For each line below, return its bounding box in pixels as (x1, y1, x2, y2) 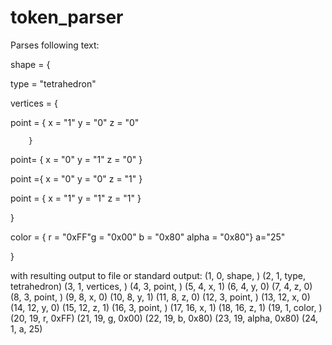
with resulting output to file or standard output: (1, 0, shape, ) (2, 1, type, (10, 269, 307, 281)
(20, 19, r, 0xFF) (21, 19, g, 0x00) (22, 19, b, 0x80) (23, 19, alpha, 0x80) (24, (10, 312, 319, 324)
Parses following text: (10, 39, 100, 51)
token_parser (10, 6, 124, 29)
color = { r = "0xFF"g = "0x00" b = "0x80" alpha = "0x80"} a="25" (10, 231, 286, 243)
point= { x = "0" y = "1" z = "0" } (10, 153, 143, 165)
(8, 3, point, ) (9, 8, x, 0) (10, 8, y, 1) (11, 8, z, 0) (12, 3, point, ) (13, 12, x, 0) (10, 291, 311, 303)
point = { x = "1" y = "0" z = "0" (10, 116, 140, 128)
